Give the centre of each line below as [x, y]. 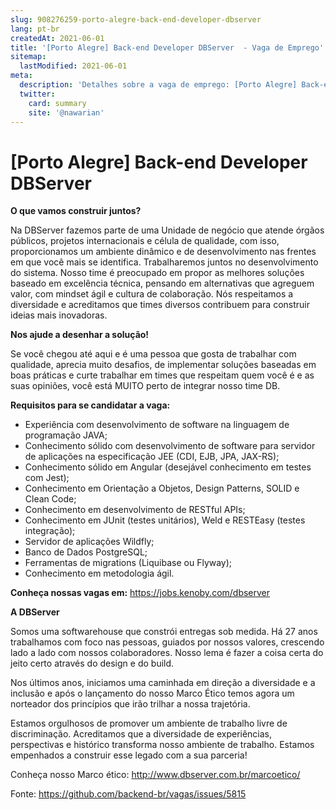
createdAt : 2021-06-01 [57, 38]
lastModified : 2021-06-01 [73, 66]
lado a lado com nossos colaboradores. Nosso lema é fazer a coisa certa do [167, 653]
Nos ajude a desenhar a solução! [80, 335]
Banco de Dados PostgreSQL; [86, 552]
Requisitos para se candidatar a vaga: [90, 405]
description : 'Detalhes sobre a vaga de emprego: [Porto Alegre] [158, 85]
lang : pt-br [35, 29]
